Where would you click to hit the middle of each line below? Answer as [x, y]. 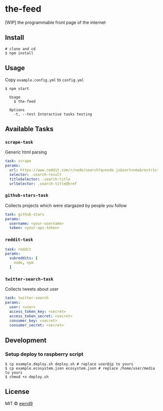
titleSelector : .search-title [40, 179]
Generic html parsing [26, 152]
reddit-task [19, 240]
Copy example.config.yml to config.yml [44, 80]
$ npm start [17, 88]
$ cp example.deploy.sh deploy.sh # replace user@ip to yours [69, 364]
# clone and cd [20, 49]
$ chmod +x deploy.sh [27, 377]
